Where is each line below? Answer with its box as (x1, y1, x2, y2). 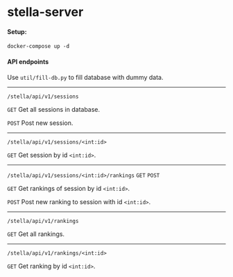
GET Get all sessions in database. (7, 105, 101, 113)
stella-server (7, 4, 84, 20)
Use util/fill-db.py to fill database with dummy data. (7, 73, 164, 81)
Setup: (7, 27, 27, 35)
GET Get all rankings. (7, 230, 64, 238)
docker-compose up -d (7, 43, 70, 50)
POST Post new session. (7, 119, 74, 127)
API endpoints (7, 57, 49, 66)
